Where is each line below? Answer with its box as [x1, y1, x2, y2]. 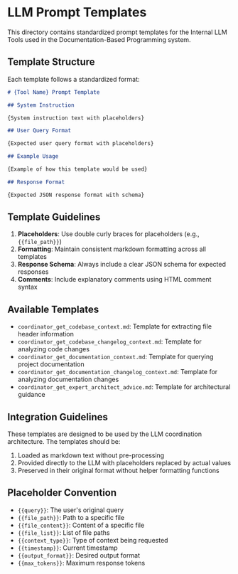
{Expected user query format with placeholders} [7, 140, 154, 147]
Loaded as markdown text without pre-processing [17, 451, 165, 459]
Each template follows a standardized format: [7, 75, 140, 83]
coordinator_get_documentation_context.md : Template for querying [17, 353, 214, 361]
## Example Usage [7, 153, 59, 160]
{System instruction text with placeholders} [7, 115, 144, 122]
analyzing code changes [17, 345, 90, 354]
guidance [17, 390, 45, 399]
